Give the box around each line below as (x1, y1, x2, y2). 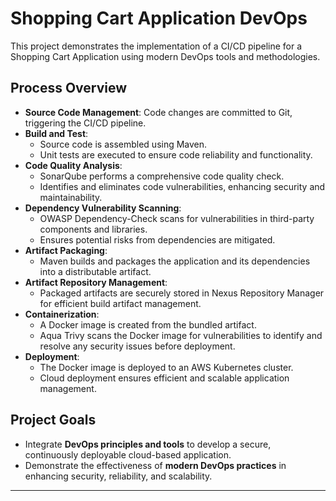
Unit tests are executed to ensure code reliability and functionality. (39, 148, 313, 161)
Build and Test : (24, 127, 89, 139)
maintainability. (39, 191, 103, 203)
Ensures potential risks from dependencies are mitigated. (39, 233, 276, 246)
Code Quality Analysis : (24, 159, 123, 171)
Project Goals (10, 412, 97, 429)
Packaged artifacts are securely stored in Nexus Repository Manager (39, 287, 325, 299)
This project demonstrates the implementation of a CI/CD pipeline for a (10, 40, 303, 52)
